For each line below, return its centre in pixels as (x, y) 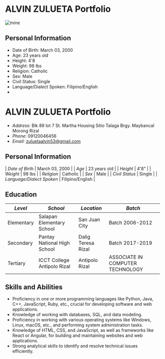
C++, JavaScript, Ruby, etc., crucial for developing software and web (82, 304)
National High (54, 243)
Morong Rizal (26, 131)
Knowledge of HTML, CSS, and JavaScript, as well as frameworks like (83, 330)
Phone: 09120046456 (34, 136)
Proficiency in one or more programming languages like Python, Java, (83, 299)
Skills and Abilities (34, 287)
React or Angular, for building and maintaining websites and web (78, 335)
